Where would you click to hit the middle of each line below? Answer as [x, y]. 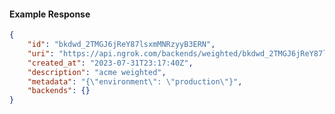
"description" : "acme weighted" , [97, 72]
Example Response [50, 14]
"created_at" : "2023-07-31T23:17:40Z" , [110, 63]
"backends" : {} [59, 91]
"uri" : [41, 53]
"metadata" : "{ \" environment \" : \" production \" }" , [135, 81]
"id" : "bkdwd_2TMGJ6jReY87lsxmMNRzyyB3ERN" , [121, 45]
